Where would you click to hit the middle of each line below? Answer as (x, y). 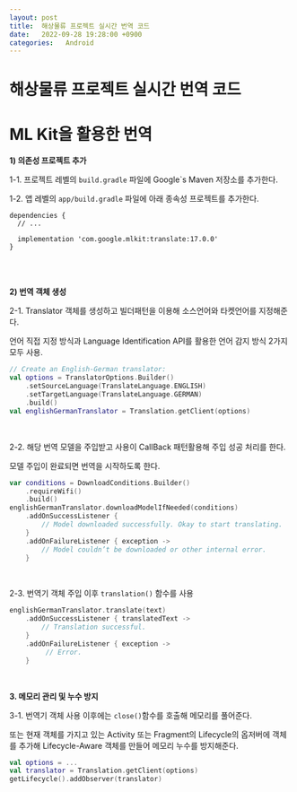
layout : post (34, 17)
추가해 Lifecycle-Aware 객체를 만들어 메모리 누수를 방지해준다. (129, 745)
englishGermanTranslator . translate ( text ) (88, 611)
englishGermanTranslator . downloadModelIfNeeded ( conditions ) (124, 508)
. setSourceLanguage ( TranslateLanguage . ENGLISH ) (116, 387)
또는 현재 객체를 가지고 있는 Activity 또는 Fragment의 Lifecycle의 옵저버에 (140, 734)
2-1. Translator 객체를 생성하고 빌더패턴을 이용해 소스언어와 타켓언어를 (133, 311)
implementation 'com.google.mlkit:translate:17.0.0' (118, 239)
